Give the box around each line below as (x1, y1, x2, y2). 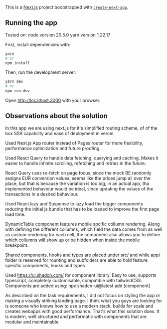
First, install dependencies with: (5, 41, 71, 47)
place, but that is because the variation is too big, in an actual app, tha (5, 180, 150, 186)
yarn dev (5, 79, 23, 84)
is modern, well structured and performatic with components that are (5, 314, 147, 320)
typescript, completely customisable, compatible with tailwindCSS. (5, 277, 143, 283)
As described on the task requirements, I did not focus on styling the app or (5, 292, 161, 298)
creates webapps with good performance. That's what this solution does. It (5, 308, 160, 314)
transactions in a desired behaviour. (5, 191, 79, 197)
